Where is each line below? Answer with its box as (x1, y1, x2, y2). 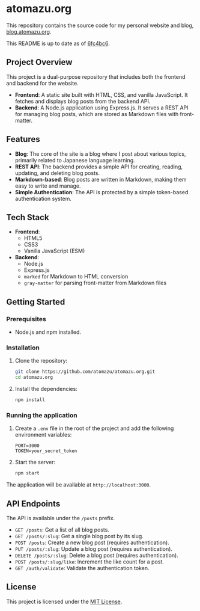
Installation (6, 343, 40, 352)
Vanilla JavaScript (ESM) (23, 247, 85, 254)
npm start (14, 470, 40, 476)
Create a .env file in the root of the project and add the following (14, 425, 174, 432)
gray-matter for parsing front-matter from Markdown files (23, 279, 167, 287)
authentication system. (14, 195, 72, 202)
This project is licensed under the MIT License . (6, 598, 123, 605)
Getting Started (6, 296, 65, 307)
